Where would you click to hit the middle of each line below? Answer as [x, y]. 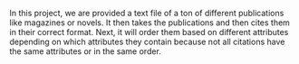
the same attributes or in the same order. [85, 51]
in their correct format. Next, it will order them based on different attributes [149, 32]
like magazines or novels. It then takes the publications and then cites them [149, 23]
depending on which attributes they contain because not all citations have [147, 41]
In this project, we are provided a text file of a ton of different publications [147, 13]
